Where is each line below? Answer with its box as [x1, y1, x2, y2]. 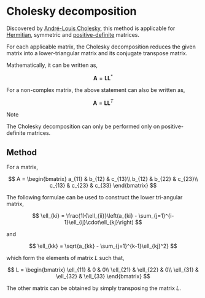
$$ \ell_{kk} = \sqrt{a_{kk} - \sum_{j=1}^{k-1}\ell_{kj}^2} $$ [29, 242, 177, 250]
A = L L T [93, 98, 114, 107]
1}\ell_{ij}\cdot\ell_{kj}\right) [64, 219, 134, 226]
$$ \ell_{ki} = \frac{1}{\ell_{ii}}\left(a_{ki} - [32, 212, 137, 220]
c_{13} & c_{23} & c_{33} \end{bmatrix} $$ [49, 182, 157, 189]
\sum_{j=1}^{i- [138, 212, 174, 220]
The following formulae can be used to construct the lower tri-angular [6, 194, 183, 201]
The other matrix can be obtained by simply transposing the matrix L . [6, 285, 181, 292]
